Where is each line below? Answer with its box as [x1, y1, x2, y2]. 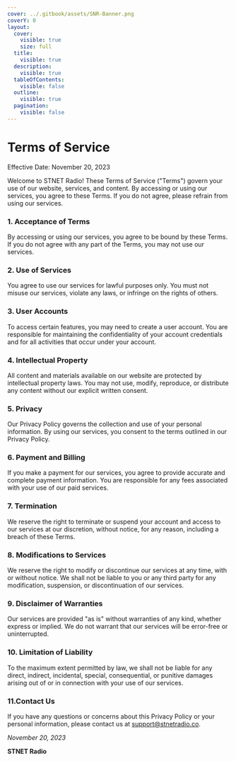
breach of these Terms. [7, 532, 76, 541]
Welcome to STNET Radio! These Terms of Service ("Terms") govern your [7, 176, 223, 184]
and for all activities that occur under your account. [7, 337, 157, 346]
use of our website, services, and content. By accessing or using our [7, 184, 208, 192]
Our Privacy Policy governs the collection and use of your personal [7, 420, 202, 428]
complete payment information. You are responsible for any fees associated [7, 476, 228, 485]
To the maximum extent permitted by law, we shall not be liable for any [7, 663, 213, 672]
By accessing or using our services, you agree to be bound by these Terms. [7, 232, 228, 241]
